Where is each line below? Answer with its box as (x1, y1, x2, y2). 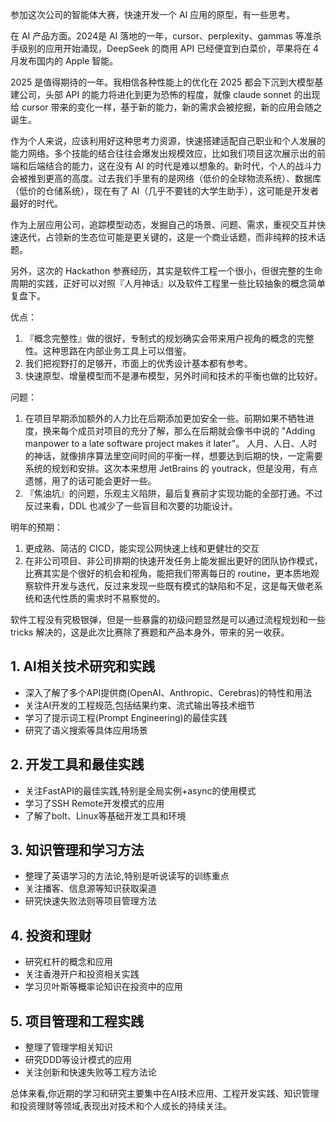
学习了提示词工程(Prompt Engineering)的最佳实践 (24, 711, 228, 723)
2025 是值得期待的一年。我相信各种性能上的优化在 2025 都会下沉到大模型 (10, 76, 315, 88)
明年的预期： (10, 521, 63, 533)
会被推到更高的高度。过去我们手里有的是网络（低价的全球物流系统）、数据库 (10, 173, 322, 184)
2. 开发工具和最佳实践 (10, 756, 145, 773)
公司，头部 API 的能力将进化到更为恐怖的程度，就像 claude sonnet (18, 89, 292, 100)
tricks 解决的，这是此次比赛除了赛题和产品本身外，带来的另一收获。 (10, 626, 290, 638)
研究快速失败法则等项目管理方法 (24, 895, 157, 907)
